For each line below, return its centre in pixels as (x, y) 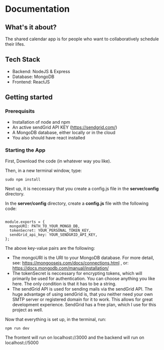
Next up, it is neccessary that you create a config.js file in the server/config (82, 188)
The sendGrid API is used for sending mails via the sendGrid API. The (82, 289)
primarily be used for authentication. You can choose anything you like (84, 278)
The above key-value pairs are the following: (50, 248)
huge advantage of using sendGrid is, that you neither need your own (82, 294)
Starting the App (25, 150)
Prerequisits (20, 111)
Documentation (38, 9)
